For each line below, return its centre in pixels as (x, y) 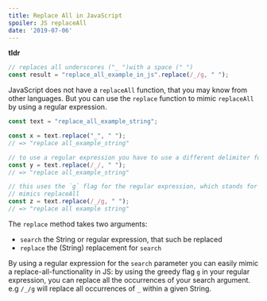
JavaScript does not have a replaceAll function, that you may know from (128, 90)
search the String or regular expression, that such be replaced (121, 239)
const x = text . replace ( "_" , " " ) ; (67, 136)
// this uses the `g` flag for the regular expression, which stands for (133, 187)
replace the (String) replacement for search (90, 248)
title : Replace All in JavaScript (66, 15)
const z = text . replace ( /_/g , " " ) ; (69, 202)
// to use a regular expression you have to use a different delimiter (129, 157)
